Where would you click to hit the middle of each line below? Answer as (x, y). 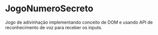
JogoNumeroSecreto (49, 9)
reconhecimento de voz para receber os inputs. (54, 27)
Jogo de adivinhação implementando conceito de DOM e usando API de (79, 22)
